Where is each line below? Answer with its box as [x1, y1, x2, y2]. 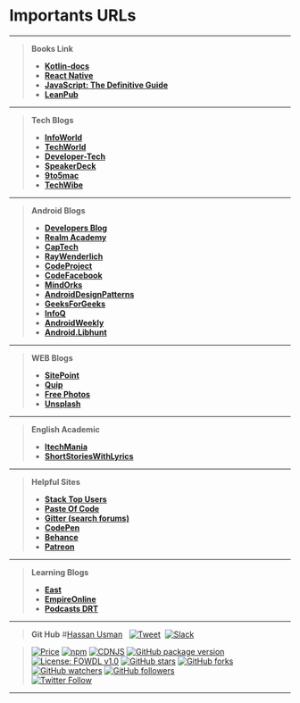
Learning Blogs [30, 566, 89, 577]
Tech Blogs [30, 114, 74, 125]
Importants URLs [9, 5, 137, 26]
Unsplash [44, 398, 81, 409]
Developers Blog [44, 222, 108, 233]
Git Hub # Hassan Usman [30, 629, 123, 640]
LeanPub [44, 88, 79, 99]
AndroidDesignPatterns [44, 289, 135, 299]
